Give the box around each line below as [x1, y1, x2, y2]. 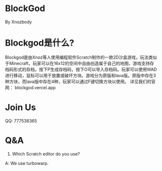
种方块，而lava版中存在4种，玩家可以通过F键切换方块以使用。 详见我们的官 [5, 78, 156, 84]
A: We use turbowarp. [5, 160, 49, 166]
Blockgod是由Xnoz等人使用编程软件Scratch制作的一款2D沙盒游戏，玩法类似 [5, 54, 158, 60]
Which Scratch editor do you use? [12, 151, 80, 156]
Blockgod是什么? [5, 37, 74, 48]
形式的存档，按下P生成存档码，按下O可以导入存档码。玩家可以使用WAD [13, 66, 157, 72]
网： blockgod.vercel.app [5, 84, 56, 90]
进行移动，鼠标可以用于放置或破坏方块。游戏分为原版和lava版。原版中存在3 [5, 72, 156, 78]
